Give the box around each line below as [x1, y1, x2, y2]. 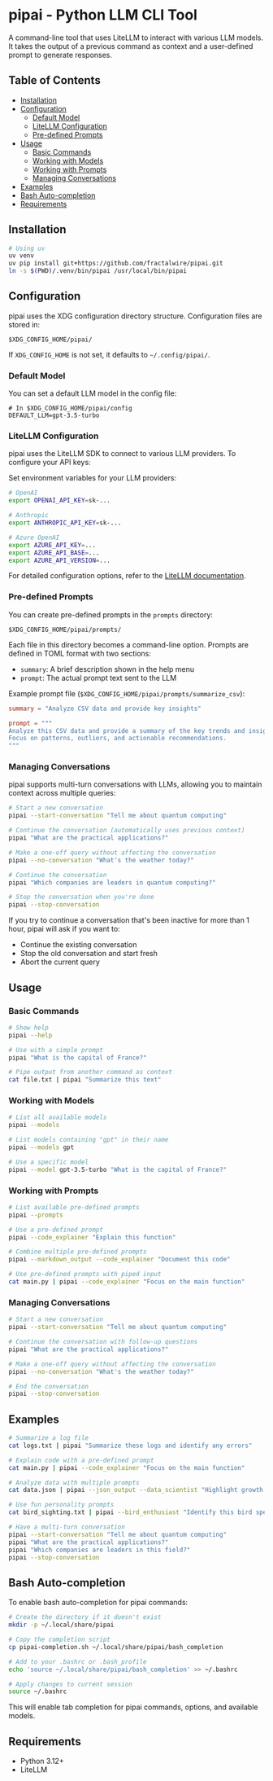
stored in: [8, 319, 41, 329]
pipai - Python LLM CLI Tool [8, 6, 197, 24]
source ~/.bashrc [8, 1687, 67, 1695]
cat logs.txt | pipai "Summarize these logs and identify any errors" [8, 1441, 253, 1450]
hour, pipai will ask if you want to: [8, 924, 120, 934]
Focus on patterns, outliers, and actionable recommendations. [8, 735, 227, 743]
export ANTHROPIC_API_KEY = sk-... [8, 519, 122, 527]
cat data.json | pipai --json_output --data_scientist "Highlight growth [8, 1486, 264, 1494]
